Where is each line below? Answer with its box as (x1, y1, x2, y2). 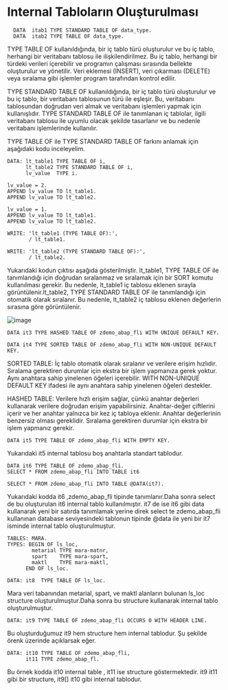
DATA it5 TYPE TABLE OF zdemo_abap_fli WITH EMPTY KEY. (7, 437, 170, 444)
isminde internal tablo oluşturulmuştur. (7, 522, 115, 530)
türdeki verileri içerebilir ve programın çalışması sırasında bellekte (7, 59, 192, 67)
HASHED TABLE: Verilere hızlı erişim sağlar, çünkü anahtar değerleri (7, 394, 199, 403)
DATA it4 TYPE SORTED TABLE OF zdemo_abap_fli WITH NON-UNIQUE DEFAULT (7, 341, 216, 348)
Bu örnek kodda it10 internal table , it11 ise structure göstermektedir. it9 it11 (7, 667, 218, 676)
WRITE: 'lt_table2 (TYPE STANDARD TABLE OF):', (7, 248, 146, 255)
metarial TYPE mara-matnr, (32, 547, 109, 554)
